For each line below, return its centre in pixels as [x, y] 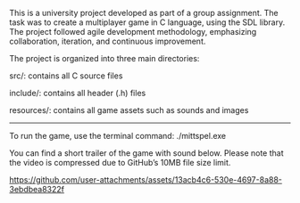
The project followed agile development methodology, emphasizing [133, 32]
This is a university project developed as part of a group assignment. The [144, 13]
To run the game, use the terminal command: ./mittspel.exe [118, 136]
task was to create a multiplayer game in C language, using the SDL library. [147, 22]
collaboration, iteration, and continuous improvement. [108, 41]
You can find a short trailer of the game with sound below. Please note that [146, 153]
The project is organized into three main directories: [104, 58]
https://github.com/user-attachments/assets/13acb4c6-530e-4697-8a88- [146, 180]
